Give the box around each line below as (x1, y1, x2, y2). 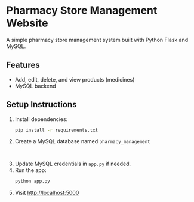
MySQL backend (14, 82, 56, 89)
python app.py (14, 178, 50, 185)
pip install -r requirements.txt (14, 127, 98, 133)
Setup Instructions (6, 100, 77, 110)
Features (6, 60, 40, 70)
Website (6, 16, 48, 30)
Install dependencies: (14, 115, 68, 123)
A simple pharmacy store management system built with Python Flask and (6, 36, 189, 43)
